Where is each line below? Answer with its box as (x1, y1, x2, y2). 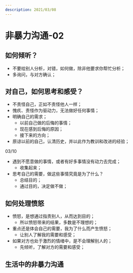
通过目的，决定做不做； (19, 183, 68, 189)
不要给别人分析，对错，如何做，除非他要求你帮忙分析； (12, 65, 125, 71)
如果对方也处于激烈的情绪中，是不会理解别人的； (12, 238, 112, 244)
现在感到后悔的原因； (19, 126, 63, 132)
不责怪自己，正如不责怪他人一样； (12, 101, 82, 107)
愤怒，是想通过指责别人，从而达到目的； (12, 213, 95, 219)
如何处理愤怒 (5, 199, 44, 208)
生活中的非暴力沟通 (5, 260, 64, 269)
